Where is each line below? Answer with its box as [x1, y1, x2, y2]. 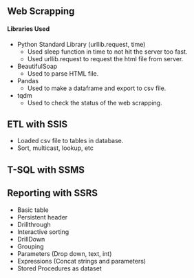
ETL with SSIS [7, 118, 68, 130]
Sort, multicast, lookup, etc [17, 144, 94, 152]
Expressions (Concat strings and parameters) [17, 257, 147, 265]
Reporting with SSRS [7, 187, 98, 199]
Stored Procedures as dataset [17, 264, 102, 272]
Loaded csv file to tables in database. [17, 137, 124, 145]
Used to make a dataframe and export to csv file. [27, 84, 166, 92]
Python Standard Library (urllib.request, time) [17, 40, 146, 48]
